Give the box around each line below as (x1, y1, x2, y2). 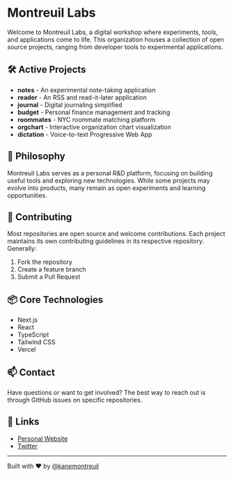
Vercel (17, 345, 36, 354)
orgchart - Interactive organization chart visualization (17, 123, 172, 131)
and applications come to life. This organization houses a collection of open (7, 35, 224, 43)
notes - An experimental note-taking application (17, 86, 156, 94)
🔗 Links (7, 416, 40, 428)
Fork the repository (17, 258, 73, 266)
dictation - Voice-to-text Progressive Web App (17, 130, 153, 139)
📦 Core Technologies (7, 294, 104, 306)
